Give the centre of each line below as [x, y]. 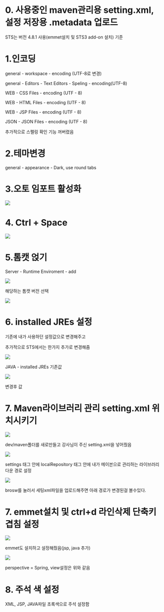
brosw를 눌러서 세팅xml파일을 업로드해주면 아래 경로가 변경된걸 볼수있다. [76, 490]
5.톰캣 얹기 [26, 257]
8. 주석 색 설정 [32, 590]
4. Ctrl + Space [36, 222]
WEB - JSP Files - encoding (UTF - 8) [43, 112]
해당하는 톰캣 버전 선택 [27, 291]
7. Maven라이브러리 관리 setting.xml [77, 408]
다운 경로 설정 [19, 470]
